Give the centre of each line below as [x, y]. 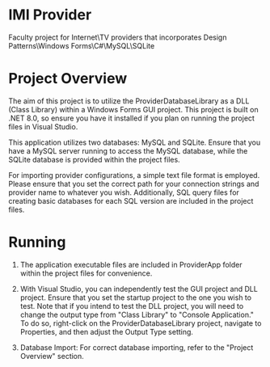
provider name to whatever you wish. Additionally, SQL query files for [124, 192]
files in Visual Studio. [43, 126]
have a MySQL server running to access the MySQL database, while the [128, 150]
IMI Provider [50, 15]
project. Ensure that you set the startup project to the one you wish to [136, 297]
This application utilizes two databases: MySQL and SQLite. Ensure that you [135, 142]
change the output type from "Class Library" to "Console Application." [137, 314]
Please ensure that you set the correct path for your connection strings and [134, 183]
